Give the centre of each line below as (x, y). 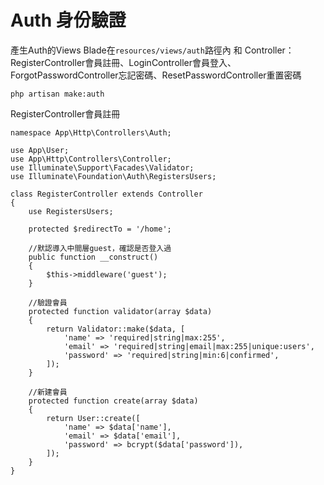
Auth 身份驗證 (68, 20)
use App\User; (40, 150)
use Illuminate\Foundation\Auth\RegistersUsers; (113, 176)
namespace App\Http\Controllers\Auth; (91, 132)
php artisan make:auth (57, 94)
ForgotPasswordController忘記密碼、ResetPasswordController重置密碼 (156, 75)
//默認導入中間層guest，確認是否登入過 (100, 248)
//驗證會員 (48, 302)
